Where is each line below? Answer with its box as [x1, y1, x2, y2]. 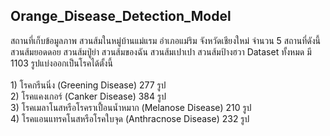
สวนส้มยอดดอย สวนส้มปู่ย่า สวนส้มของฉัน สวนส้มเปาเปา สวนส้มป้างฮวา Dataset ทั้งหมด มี [10, 45, 312, 58]
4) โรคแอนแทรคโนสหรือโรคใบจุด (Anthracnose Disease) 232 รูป [10, 112, 250, 124]
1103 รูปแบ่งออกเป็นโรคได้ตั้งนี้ [10, 57, 113, 69]
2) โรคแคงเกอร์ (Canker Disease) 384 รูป [10, 90, 167, 102]
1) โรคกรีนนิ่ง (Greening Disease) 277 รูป [10, 79, 167, 91]
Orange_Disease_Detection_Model [10, 8, 232, 25]
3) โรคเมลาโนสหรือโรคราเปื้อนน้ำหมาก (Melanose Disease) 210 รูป [10, 101, 252, 113]
